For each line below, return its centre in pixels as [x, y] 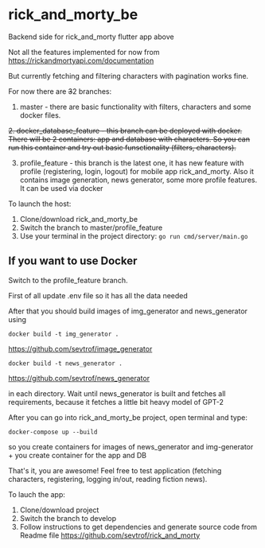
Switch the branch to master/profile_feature [91, 227]
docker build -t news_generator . [66, 363]
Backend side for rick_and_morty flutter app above [91, 37]
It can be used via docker [61, 188]
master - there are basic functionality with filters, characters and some [135, 107]
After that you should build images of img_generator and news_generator [128, 311]
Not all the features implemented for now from [84, 52]
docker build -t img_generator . [64, 334]
